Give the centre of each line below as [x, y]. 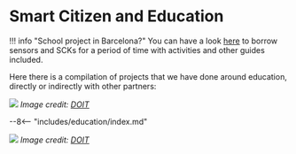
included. [26, 59]
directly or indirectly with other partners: [83, 86]
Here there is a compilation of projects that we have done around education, [148, 76]
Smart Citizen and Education [117, 16]
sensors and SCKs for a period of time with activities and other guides [137, 50]
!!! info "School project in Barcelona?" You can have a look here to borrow [144, 41]
